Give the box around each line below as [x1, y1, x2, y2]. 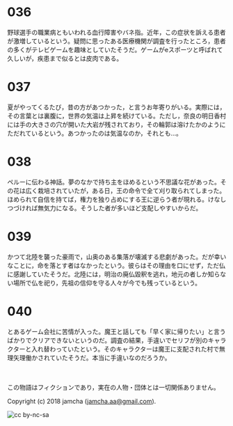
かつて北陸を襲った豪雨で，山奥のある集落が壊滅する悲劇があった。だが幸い [7, 252, 227, 261]
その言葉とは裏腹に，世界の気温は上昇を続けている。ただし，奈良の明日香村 [7, 111, 227, 120]
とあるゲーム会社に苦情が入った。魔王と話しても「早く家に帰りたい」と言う [7, 327, 226, 336]
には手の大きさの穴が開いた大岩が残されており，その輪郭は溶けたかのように [7, 120, 226, 129]
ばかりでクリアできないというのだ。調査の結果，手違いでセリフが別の [7, 336, 209, 345]
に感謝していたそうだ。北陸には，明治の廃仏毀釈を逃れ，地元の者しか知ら [7, 269, 220, 278]
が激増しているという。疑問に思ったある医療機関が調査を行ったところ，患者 [7, 36, 226, 45]
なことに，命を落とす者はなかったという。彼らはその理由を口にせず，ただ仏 [7, 261, 226, 269]
